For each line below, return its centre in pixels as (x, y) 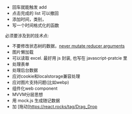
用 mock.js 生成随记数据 (36, 100)
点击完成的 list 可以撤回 (35, 13)
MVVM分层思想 (27, 94)
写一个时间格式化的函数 (35, 25)
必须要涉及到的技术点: (27, 36)
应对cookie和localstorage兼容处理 (46, 76)
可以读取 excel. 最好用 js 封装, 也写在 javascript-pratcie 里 (70, 58)
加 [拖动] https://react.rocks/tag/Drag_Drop (55, 106)
